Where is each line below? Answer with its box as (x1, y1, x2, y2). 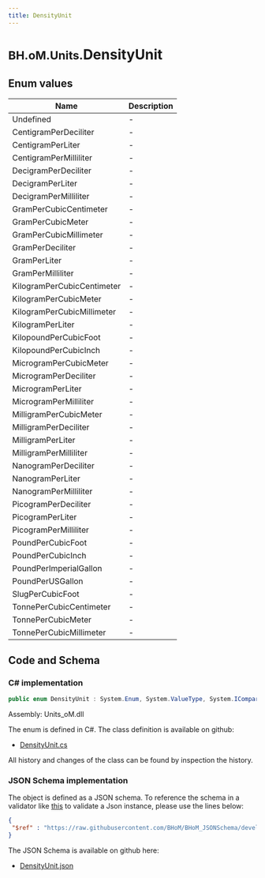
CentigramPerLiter (12, 139, 80, 150)
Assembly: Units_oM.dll (8, 710, 84, 719)
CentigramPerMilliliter (12, 152, 93, 163)
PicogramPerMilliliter (12, 524, 89, 535)
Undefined (12, 114, 51, 125)
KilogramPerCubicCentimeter (12, 280, 121, 291)
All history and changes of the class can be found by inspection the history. (8, 756, 254, 765)
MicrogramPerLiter (12, 383, 82, 394)
